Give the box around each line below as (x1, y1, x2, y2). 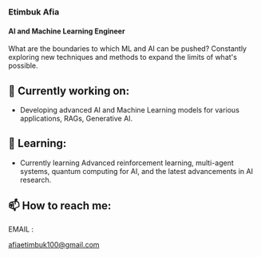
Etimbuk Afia (8, 6, 60, 18)
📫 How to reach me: (8, 199, 112, 213)
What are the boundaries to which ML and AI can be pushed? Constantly (8, 44, 247, 53)
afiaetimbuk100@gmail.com (8, 239, 100, 249)
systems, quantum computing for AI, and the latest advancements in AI (19, 166, 254, 176)
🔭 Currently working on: (8, 84, 130, 97)
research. (19, 175, 52, 184)
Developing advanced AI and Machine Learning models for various (19, 105, 239, 114)
